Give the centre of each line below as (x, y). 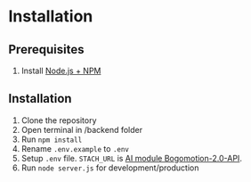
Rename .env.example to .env (75, 148)
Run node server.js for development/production (110, 168)
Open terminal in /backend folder (82, 129)
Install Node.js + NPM (61, 70)
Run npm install (52, 139)
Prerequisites (46, 50)
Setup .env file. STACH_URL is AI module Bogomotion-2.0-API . (131, 158)
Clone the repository (59, 120)
